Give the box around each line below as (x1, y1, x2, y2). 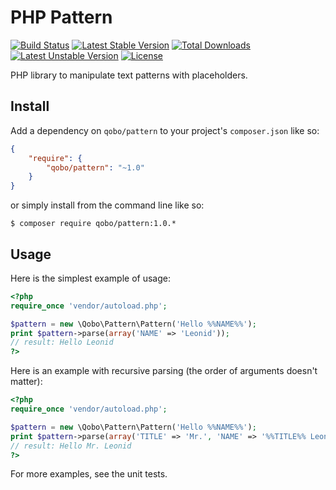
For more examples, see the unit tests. (10, 468, 168, 480)
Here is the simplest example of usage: (10, 272, 171, 284)
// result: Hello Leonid (10, 337, 114, 348)
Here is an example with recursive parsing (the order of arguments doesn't (10, 365, 318, 377)
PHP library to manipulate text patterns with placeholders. (10, 69, 248, 81)
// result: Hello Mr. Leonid (10, 441, 132, 451)
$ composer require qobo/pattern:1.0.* (10, 219, 177, 229)
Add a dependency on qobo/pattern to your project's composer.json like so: (10, 124, 320, 136)
